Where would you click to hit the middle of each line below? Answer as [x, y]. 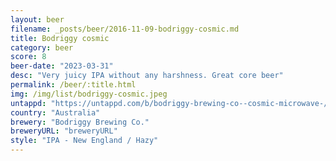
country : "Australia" [55, 112]
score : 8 [28, 57]
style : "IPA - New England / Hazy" [84, 141]
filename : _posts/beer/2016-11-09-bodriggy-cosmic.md [125, 29]
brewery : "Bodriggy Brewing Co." [80, 122]
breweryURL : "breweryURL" [64, 131]
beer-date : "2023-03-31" [62, 66]
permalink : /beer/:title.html [73, 85]
